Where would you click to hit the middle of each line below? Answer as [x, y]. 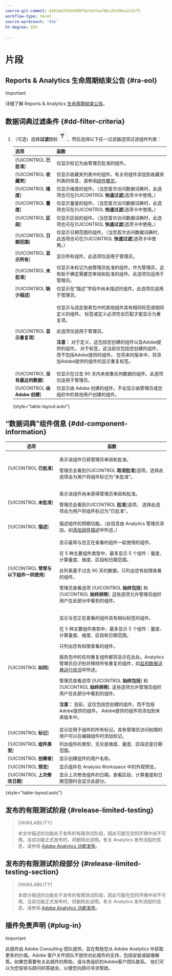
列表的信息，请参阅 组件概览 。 [88, 181]
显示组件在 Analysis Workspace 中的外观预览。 [109, 767]
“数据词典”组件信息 [36, 424]
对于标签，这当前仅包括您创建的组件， [121, 348]
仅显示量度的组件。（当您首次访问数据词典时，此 [107, 203]
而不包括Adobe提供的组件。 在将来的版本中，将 [106, 355]
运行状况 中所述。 [82, 670]
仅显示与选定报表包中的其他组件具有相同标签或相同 [110, 307]
